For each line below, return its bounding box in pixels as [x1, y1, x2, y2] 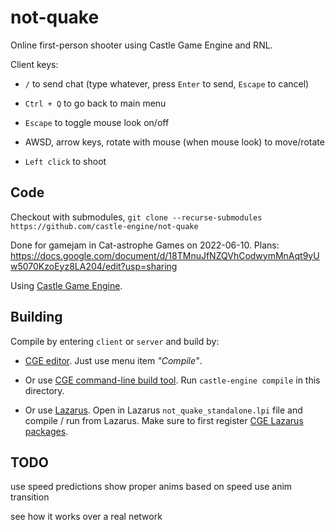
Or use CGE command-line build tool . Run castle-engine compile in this [24, 374, 321, 386]
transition [10, 491, 50, 503]
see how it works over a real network [10, 511, 163, 523]
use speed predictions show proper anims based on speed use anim [10, 481, 293, 493]
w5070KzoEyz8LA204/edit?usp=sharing [10, 260, 178, 272]
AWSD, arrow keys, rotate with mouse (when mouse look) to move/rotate [24, 136, 325, 148]
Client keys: [10, 58, 59, 70]
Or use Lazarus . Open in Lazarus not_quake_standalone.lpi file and [24, 404, 303, 416]
